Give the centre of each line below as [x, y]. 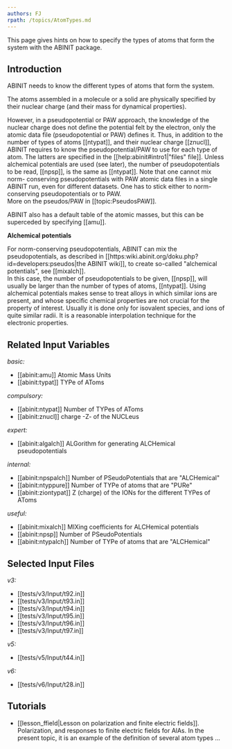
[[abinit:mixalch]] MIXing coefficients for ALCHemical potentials [108, 527]
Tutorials [27, 706]
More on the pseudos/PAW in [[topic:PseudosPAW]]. [82, 201]
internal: [19, 464]
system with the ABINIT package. [55, 47]
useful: [17, 513]
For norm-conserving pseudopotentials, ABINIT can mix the [92, 249]
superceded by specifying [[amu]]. [57, 222]
